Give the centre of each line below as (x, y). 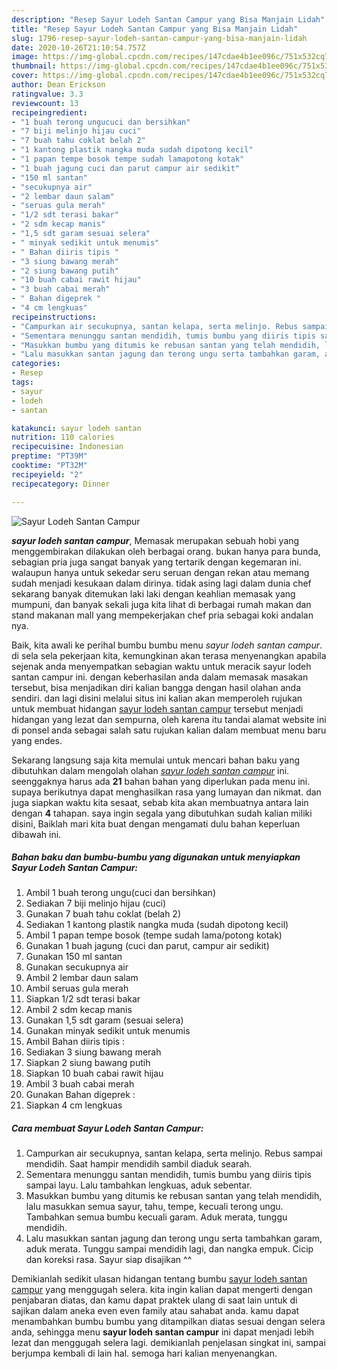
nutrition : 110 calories (63, 437)
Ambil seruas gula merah (77, 988)
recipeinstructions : (54, 317)
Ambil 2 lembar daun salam (82, 978)
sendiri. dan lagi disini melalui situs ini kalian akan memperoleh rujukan (157, 698)
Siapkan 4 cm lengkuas (74, 1105)
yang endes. (37, 740)
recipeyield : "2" (47, 474)
